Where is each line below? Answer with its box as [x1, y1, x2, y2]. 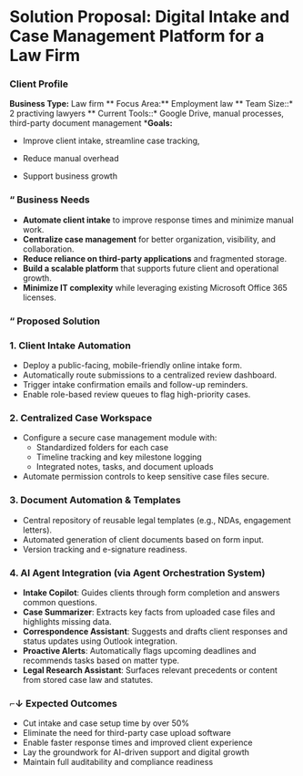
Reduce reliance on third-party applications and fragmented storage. [22, 253, 288, 264]
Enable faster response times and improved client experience [22, 737, 253, 749]
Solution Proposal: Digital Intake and [9, 6, 290, 27]
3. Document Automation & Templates [9, 494, 181, 507]
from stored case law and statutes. [22, 674, 154, 685]
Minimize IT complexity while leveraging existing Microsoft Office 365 [22, 282, 288, 293]
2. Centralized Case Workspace [9, 411, 153, 424]
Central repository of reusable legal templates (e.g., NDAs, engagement [22, 514, 291, 525]
